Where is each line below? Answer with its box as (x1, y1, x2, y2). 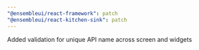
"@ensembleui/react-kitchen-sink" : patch (7, 16, 128, 23)
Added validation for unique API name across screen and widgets (7, 35, 192, 43)
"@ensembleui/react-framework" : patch (7, 10, 118, 17)
